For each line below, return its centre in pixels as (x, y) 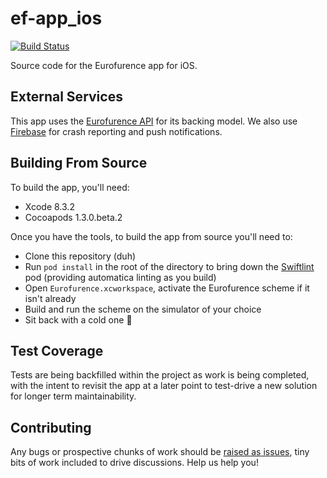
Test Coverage (57, 350)
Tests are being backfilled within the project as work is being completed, (160, 375)
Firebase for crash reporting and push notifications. (116, 131)
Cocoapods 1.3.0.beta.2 (73, 217)
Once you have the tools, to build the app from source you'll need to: (151, 236)
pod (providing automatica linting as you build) (120, 277)
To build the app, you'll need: (70, 187)
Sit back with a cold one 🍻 (78, 319)
